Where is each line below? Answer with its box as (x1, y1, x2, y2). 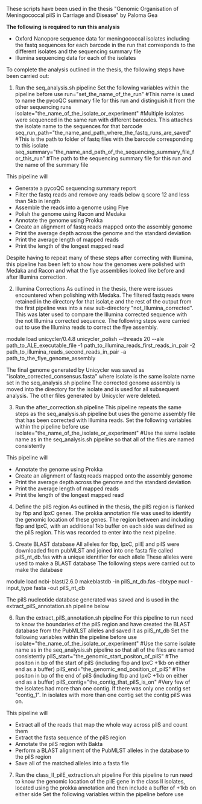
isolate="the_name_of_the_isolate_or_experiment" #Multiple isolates (14, 110, 185, 117)
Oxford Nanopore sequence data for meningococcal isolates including (14, 35, 190, 42)
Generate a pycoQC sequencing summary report (14, 184, 137, 192)
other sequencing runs (14, 103, 72, 111)
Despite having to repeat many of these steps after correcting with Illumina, (6, 254, 194, 261)
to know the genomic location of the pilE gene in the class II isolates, (14, 778, 186, 785)
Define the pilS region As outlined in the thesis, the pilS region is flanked (14, 503, 195, 510)
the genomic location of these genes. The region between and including (14, 516, 194, 523)
